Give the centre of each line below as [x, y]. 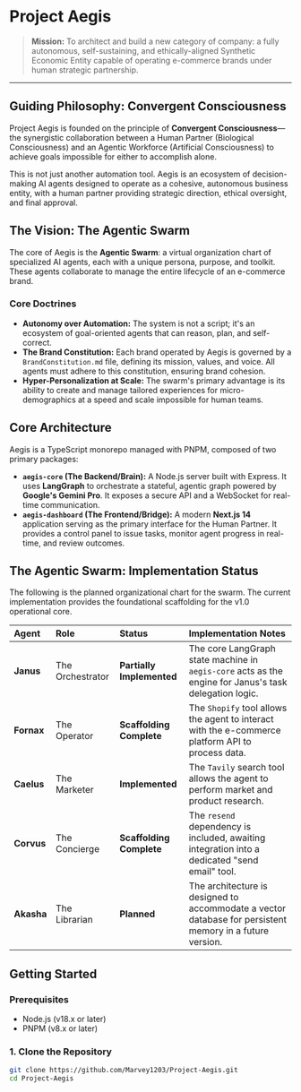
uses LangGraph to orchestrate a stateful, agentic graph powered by [149, 486]
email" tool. [212, 872]
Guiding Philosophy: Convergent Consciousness [148, 106]
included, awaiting [227, 838]
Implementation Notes [237, 633]
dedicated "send [224, 860]
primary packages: [44, 459]
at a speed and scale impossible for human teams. [171, 400]
